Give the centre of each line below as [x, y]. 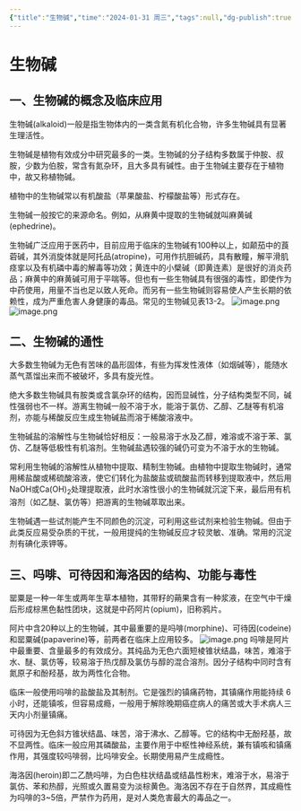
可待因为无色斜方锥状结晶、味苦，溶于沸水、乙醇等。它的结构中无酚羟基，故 [150, 734]
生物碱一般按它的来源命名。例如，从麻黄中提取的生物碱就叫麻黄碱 [131, 214]
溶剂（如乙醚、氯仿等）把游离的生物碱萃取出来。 [99, 502]
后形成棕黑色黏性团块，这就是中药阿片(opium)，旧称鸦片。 [118, 609]
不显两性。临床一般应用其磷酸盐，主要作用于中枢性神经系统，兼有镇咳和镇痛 [150, 745]
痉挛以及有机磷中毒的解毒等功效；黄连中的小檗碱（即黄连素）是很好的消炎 [146, 267]
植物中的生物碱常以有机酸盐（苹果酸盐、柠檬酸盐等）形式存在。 [127, 196]
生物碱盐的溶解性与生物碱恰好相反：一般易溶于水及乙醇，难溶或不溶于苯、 [146, 437]
